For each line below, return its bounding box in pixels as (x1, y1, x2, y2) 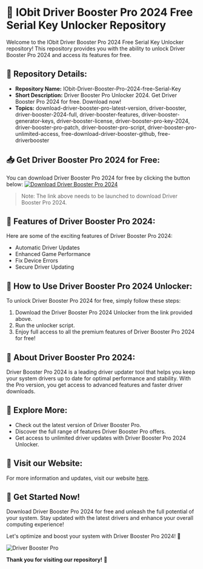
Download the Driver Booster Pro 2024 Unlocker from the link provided (15, 309, 193, 316)
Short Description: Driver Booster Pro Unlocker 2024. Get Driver (15, 91, 178, 99)
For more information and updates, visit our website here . (6, 474, 150, 482)
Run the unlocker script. (15, 322, 75, 329)
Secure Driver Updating (15, 263, 75, 271)
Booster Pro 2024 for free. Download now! (15, 98, 121, 105)
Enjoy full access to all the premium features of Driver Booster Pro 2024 (15, 328, 195, 335)
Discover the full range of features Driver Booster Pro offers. (15, 428, 166, 435)
